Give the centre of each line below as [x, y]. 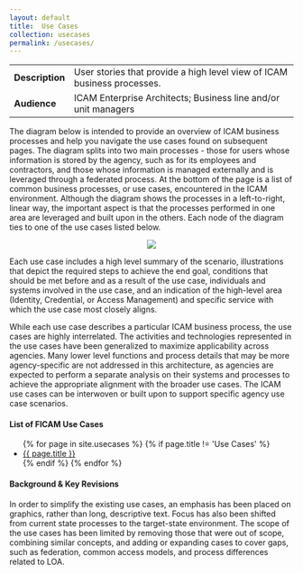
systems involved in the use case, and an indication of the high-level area [146, 290]
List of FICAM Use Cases [56, 424]
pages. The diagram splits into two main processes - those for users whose [150, 150]
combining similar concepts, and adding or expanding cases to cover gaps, [149, 542]
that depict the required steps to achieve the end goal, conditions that [139, 271]
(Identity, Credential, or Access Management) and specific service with [142, 300]
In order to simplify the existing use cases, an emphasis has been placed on [150, 504]
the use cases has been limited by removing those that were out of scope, [147, 533]
